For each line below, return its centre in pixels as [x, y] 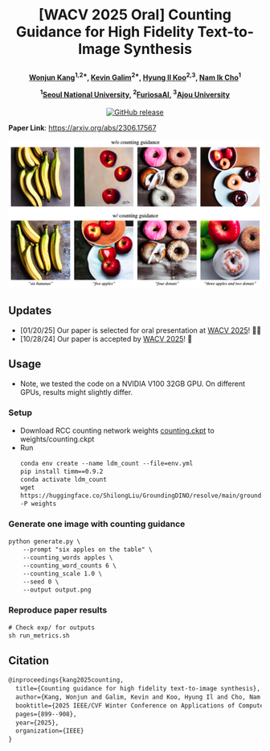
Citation [29, 660]
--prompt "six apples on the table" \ [88, 550]
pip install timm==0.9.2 [61, 471]
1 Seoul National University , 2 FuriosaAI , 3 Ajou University [135, 93]
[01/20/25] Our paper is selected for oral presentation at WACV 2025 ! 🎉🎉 [141, 330]
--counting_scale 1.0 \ [63, 574]
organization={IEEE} [50, 731]
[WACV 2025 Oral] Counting [135, 15]
